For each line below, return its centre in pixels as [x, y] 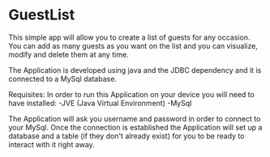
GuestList [42, 15]
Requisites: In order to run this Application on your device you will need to [132, 94]
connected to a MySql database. [63, 78]
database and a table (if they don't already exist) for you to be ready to [126, 136]
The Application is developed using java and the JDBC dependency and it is [135, 70]
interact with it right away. [51, 144]
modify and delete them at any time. [69, 54]
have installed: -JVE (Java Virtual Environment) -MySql [100, 103]
